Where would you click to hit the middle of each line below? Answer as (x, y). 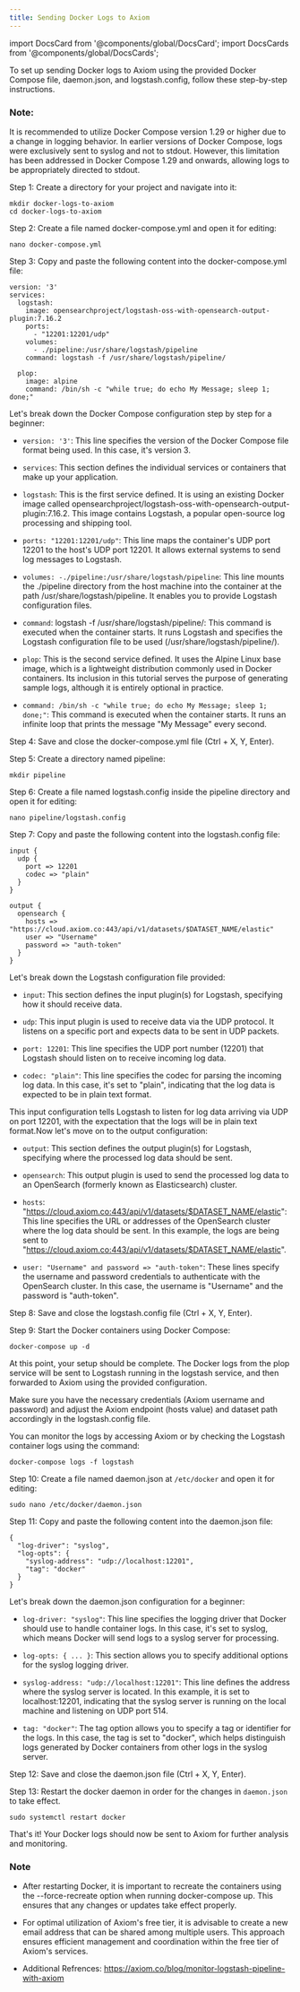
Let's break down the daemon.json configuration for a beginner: (127, 1601)
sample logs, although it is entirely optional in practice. (123, 688)
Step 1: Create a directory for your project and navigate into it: (123, 187)
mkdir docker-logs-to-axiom (62, 204)
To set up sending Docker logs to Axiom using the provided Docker (133, 70)
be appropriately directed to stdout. (75, 169)
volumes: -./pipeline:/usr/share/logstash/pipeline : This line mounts (153, 576)
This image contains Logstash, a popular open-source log (178, 513)
